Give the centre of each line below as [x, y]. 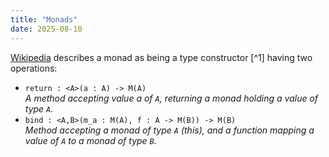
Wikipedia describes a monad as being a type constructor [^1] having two [161, 57]
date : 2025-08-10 [46, 29]
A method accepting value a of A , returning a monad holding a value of [171, 98]
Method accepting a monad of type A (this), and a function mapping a [169, 130]
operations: [34, 68]
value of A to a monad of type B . [90, 140]
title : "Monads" [44, 19]
